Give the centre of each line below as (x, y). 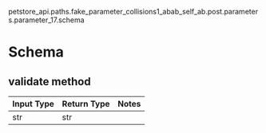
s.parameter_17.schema (47, 20)
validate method (50, 82)
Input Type (33, 104)
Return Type (86, 104)
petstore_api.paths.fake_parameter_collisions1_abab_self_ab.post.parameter (133, 12)
